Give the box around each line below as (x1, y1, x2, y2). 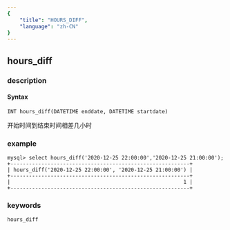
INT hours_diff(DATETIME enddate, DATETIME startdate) (7, 108, 169, 115)
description (7, 75, 47, 85)
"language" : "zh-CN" (19, 23, 79, 30)
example (7, 139, 37, 148)
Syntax (7, 93, 28, 101)
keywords (7, 200, 41, 210)
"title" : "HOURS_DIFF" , (19, 17, 88, 23)
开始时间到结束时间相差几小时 (7, 121, 92, 129)
